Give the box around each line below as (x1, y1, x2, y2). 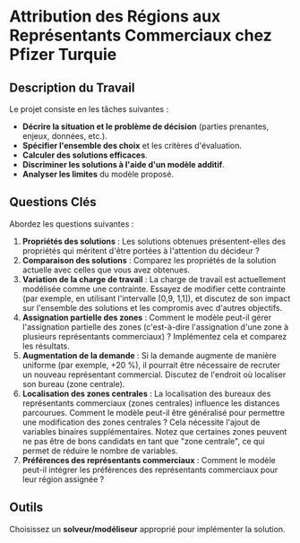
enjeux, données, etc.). (21, 131, 107, 141)
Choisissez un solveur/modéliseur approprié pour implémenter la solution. (9, 523, 286, 534)
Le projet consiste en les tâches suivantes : (9, 104, 168, 114)
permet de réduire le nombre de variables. (21, 445, 178, 456)
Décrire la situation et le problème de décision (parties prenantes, (21, 121, 270, 132)
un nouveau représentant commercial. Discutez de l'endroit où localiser (21, 369, 287, 380)
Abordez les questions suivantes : (9, 218, 134, 229)
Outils (9, 500, 44, 515)
